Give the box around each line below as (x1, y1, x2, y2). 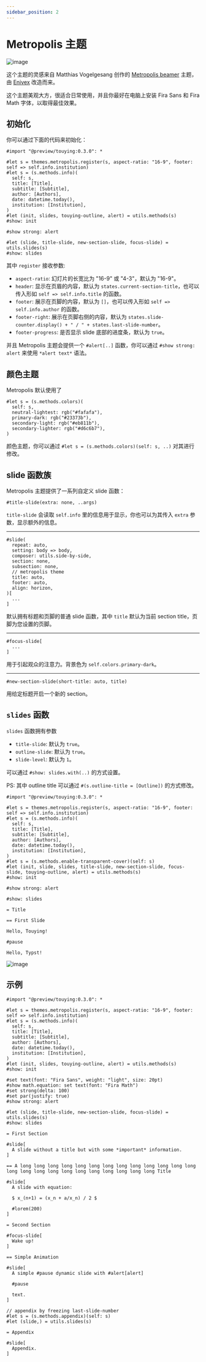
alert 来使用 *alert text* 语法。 (6, 349, 90, 356)
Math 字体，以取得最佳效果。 (6, 99, 80, 106)
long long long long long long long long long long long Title (6, 1168, 172, 1174)
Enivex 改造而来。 (13, 78, 59, 86)
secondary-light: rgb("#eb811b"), (12, 420, 100, 426)
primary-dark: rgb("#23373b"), (12, 415, 92, 421)
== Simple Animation (6, 1254, 59, 1260)
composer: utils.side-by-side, (12, 553, 92, 559)
